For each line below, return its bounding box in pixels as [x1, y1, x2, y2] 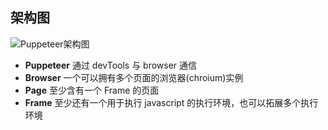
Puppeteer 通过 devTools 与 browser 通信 [24, 59, 198, 71]
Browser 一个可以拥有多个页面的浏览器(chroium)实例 [24, 71, 244, 83]
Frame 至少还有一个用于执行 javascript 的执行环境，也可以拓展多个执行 [24, 96, 319, 108]
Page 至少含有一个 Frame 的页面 [24, 84, 160, 96]
